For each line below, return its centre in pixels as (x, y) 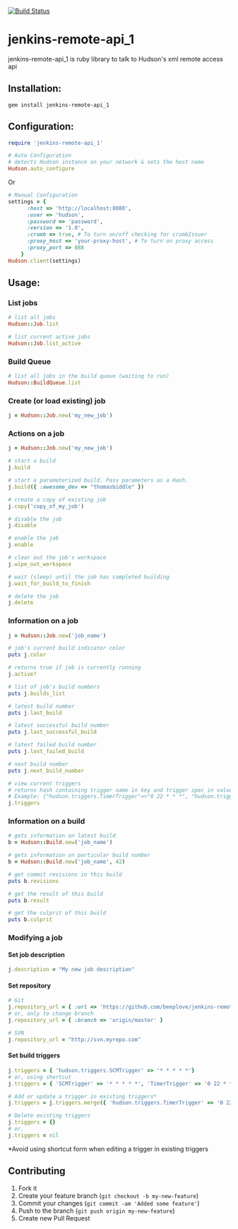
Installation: (35, 89)
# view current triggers (44, 783)
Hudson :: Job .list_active (44, 343)
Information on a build (47, 821)
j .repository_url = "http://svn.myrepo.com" (75, 1039)
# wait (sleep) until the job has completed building (89, 577)
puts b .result (29, 901)
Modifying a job (35, 938)
